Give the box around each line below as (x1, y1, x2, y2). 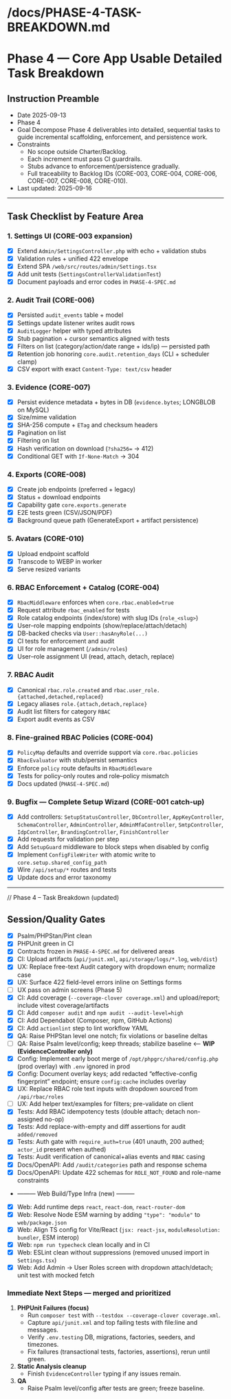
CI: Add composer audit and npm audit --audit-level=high (16, 1009, 184, 1017)
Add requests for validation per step (16, 835, 120, 844)
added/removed (16, 1132, 58, 1138)
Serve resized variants (16, 565, 81, 573)
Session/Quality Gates (7, 913, 106, 925)
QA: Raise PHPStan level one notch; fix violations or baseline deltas (16, 1031, 208, 1039)
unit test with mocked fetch (16, 1271, 95, 1279)
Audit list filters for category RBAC (16, 707, 111, 716)
